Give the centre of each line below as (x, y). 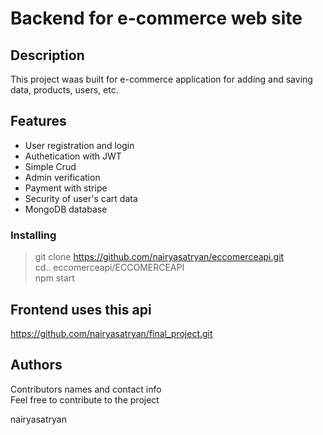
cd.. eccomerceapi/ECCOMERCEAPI (109, 268)
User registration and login (79, 145)
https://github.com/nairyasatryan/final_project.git (111, 333)
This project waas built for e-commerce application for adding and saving (161, 79)
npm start (54, 278)
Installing (33, 235)
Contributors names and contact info (86, 389)
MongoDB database (66, 209)
